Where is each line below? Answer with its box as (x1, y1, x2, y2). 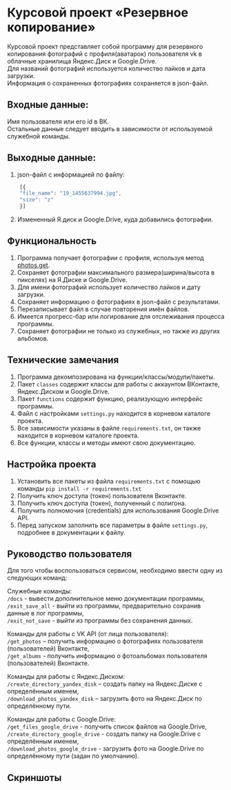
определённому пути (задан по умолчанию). (7, 752, 139, 760)
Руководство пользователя (7, 548, 132, 560)
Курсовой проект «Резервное (7, 5, 188, 21)
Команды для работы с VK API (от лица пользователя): (7, 630, 169, 638)
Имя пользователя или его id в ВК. (7, 117, 110, 126)
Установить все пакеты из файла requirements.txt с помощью (17, 477, 201, 485)
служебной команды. (7, 132, 70, 140)
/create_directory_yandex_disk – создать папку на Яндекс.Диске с (7, 680, 203, 688)
